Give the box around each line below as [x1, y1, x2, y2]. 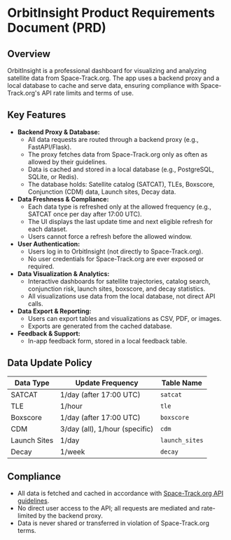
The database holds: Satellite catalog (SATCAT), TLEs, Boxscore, [27, 180, 215, 188]
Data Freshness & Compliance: [17, 195, 109, 203]
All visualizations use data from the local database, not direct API [27, 291, 216, 300]
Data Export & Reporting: [17, 307, 92, 315]
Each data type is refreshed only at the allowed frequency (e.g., [27, 202, 211, 211]
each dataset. [27, 225, 68, 233]
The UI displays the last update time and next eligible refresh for [27, 217, 213, 225]
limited [17, 511, 37, 520]
